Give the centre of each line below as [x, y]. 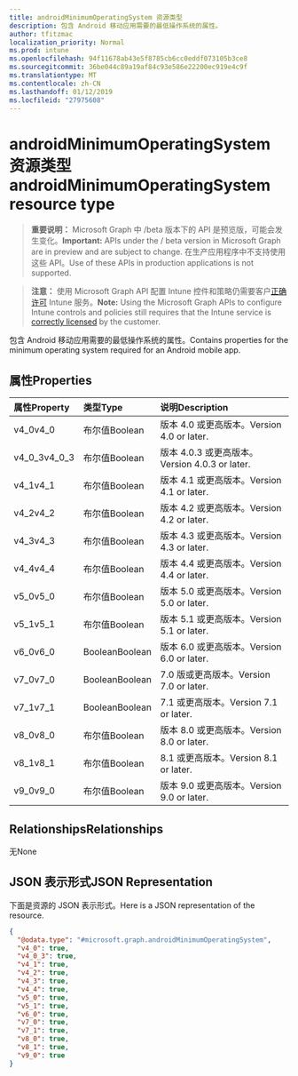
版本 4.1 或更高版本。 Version [221, 481]
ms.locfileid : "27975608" [57, 100]
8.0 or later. [184, 742]
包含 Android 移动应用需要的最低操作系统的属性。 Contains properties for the [149, 340]
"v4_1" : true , [43, 965]
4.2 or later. [184, 520]
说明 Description [194, 408]
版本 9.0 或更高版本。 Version [221, 785]
